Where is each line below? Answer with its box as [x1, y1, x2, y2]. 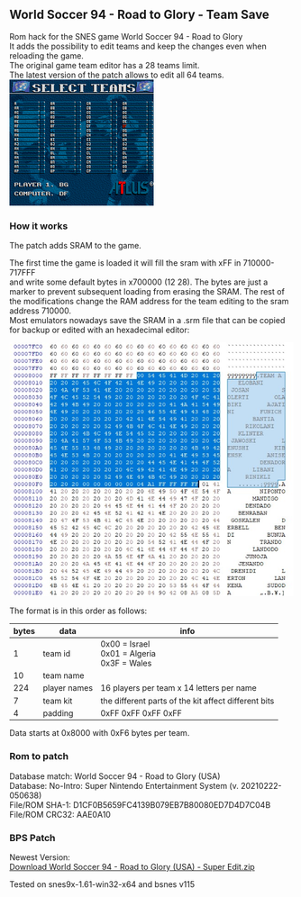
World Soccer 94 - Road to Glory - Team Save [9, 7, 270, 23]
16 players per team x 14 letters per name [100, 683, 257, 693]
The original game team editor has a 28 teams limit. [9, 59, 200, 70]
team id [42, 648, 71, 658]
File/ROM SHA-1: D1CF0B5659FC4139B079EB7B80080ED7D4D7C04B [9, 799, 271, 810]
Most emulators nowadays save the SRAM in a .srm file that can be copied [9, 315, 286, 326]
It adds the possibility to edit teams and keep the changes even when [9, 41, 268, 51]
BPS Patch [9, 831, 56, 844]
